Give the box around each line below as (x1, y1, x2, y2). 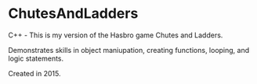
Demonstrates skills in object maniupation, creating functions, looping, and (8, 45, 250, 54)
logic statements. (8, 54, 64, 63)
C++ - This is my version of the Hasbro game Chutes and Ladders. (8, 30, 223, 40)
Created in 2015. (8, 68, 61, 78)
